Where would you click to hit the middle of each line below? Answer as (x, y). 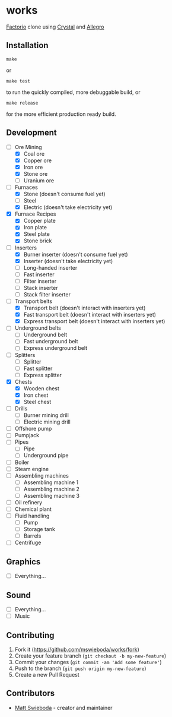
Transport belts (33, 301)
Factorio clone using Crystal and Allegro (55, 27)
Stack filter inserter (47, 294)
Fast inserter (39, 274)
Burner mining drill (46, 415)
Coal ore (34, 154)
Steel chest (37, 402)
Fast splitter (38, 368)
